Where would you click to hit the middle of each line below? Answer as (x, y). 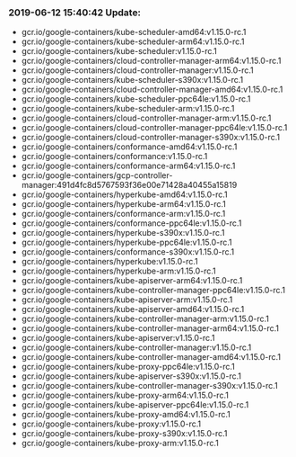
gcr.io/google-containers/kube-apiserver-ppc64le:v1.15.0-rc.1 (135, 405)
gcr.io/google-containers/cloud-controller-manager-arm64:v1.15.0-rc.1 (151, 61)
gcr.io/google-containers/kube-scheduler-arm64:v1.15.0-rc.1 (133, 41)
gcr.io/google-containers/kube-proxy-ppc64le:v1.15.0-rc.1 (128, 367)
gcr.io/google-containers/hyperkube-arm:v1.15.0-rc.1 (118, 271)
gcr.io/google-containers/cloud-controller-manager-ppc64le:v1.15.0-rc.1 (154, 128)
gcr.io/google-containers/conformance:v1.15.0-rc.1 (114, 157)
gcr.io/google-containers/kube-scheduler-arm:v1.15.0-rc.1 (128, 109)
